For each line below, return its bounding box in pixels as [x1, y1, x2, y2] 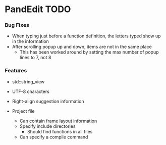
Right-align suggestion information [12, 98, 84, 104]
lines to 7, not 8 [19, 55, 51, 61]
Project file [12, 108, 35, 114]
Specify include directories [19, 123, 76, 129]
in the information [12, 38, 49, 44]
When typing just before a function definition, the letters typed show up [12, 33, 161, 39]
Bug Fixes [5, 22, 30, 29]
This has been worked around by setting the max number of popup [19, 49, 159, 55]
